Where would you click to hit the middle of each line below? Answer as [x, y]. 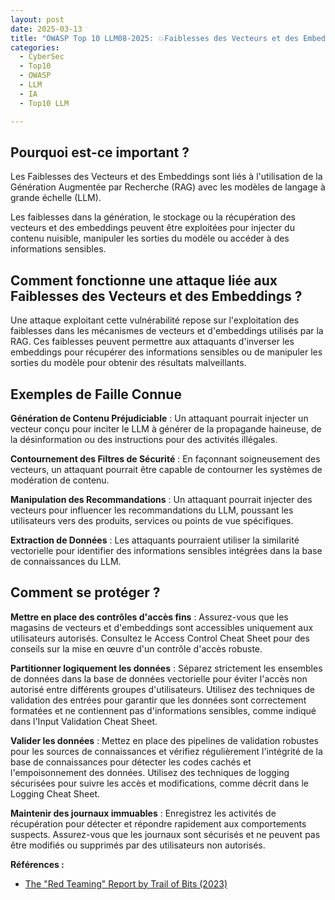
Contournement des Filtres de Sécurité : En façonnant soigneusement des [165, 458]
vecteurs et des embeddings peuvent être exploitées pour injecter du [152, 228]
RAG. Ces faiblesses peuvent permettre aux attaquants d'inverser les [152, 342]
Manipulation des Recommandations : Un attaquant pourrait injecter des [161, 499]
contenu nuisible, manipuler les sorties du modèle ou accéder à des [150, 238]
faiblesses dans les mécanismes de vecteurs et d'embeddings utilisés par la [167, 331]
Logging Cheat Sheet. [55, 793]
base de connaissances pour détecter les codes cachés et [131, 762]
